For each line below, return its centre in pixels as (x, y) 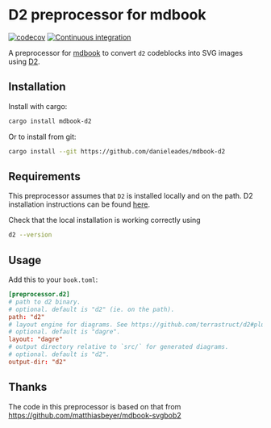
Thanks (28, 387)
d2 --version (30, 235)
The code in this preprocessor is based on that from (95, 406)
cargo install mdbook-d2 (50, 121)
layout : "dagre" (35, 340)
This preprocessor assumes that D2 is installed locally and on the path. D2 (131, 196)
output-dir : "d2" (38, 362)
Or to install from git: (42, 136)
